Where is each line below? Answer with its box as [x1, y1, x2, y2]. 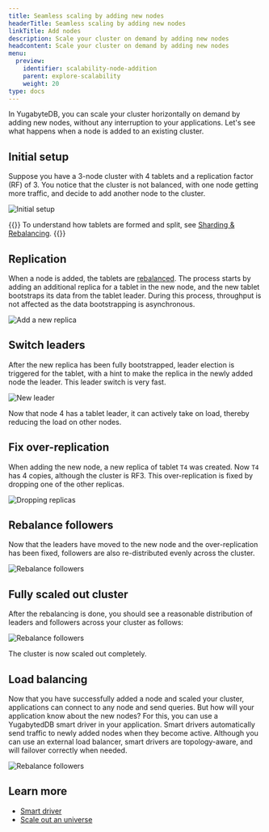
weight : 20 [23, 79, 60, 87]
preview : [15, 57, 45, 66]
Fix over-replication [8, 440, 110, 454]
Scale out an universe [19, 814, 93, 824]
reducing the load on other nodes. [8, 417, 122, 427]
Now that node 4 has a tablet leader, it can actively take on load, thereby [8, 408, 250, 418]
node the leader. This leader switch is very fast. [8, 377, 166, 387]
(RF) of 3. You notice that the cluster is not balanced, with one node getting [8, 180, 258, 190]
